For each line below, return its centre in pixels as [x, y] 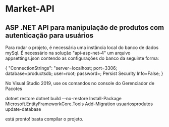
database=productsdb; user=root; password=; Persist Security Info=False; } [84, 73]
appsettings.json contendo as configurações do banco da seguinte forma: [82, 58]
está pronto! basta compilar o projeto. [44, 119]
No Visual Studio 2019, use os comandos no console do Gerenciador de [80, 83]
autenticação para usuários [49, 35]
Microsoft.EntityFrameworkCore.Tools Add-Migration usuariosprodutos [79, 104]
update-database [23, 109]
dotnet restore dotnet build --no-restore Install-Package [64, 98]
